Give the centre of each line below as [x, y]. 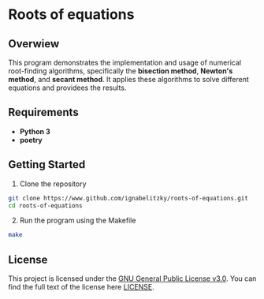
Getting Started [47, 164]
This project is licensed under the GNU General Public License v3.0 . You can [132, 278]
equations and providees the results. [67, 88]
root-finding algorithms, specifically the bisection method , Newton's [121, 71]
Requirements [43, 112]
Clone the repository [53, 184]
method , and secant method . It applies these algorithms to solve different [129, 79]
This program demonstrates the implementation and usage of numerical [125, 62]
